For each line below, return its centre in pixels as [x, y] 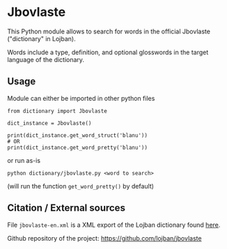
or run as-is [24, 160]
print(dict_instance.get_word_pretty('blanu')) [78, 147]
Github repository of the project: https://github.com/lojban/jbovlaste [104, 238]
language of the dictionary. [46, 59]
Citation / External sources [66, 208]
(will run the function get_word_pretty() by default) [81, 186]
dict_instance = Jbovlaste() [49, 123]
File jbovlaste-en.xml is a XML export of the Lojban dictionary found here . [114, 225]
